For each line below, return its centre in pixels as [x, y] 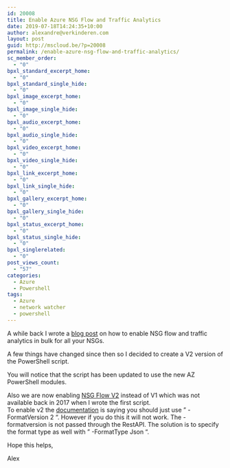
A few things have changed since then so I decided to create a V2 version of [115, 354]
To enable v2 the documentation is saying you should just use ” [97, 410]
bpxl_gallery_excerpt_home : [47, 199]
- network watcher [40, 308]
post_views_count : [33, 263]
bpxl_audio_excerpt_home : [44, 122]
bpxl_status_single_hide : [44, 237]
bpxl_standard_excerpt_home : [49, 71]
